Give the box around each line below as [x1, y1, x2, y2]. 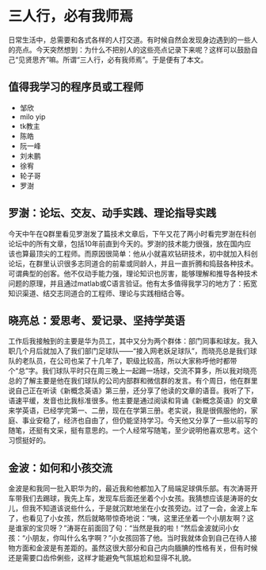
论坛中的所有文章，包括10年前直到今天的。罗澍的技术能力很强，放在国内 [8, 239, 245, 248]
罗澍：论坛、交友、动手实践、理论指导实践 [8, 206, 216, 220]
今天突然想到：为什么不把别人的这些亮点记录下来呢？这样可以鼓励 [35, 44, 251, 54]
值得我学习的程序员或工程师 [8, 80, 144, 94]
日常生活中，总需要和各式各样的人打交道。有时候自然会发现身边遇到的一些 [8, 35, 251, 44]
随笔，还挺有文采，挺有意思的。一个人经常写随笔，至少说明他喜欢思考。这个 [8, 426, 258, 435]
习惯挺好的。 [8, 436, 50, 445]
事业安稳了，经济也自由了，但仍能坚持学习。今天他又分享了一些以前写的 [21, 416, 258, 426]
